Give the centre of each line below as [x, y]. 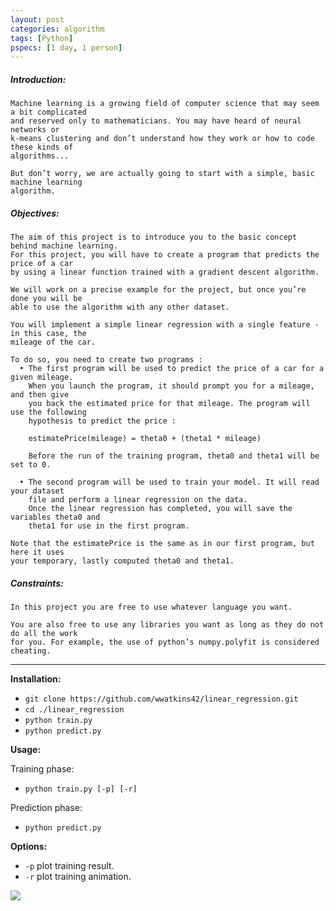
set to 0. [31, 465]
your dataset [37, 491]
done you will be [46, 299]
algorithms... [40, 156]
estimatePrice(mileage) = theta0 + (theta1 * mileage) [145, 439]
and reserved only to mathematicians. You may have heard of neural [156, 121]
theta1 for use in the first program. [109, 526]
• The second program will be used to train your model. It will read [169, 482]
